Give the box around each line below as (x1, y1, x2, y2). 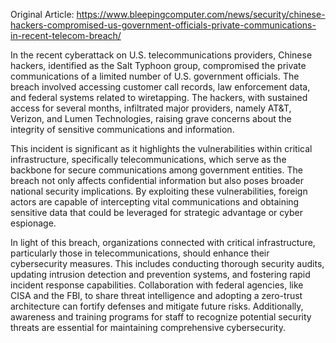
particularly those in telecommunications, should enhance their (10, 247, 270, 259)
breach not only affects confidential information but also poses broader (10, 175, 304, 186)
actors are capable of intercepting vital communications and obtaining (10, 196, 300, 208)
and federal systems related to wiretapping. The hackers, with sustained (10, 92, 308, 103)
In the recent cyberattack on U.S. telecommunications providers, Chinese (10, 49, 313, 61)
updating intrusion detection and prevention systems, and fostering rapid (10, 269, 311, 280)
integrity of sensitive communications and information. (10, 124, 235, 135)
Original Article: (10, 9, 75, 20)
